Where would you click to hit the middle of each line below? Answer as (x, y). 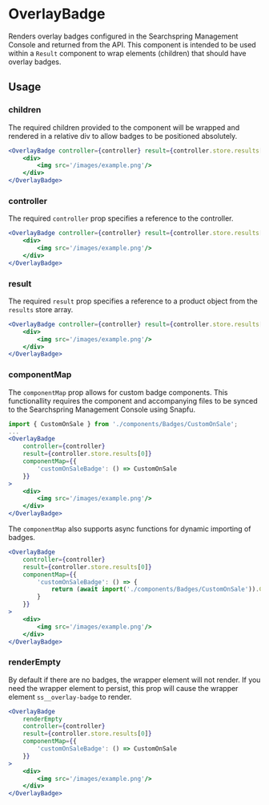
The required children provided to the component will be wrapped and (124, 127)
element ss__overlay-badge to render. (70, 697)
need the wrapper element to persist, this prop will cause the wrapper (123, 688)
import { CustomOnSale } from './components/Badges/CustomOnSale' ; (123, 424)
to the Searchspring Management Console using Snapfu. (102, 409)
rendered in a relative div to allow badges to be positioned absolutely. (123, 136)
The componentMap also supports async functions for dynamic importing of (130, 529)
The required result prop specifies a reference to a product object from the (133, 301)
